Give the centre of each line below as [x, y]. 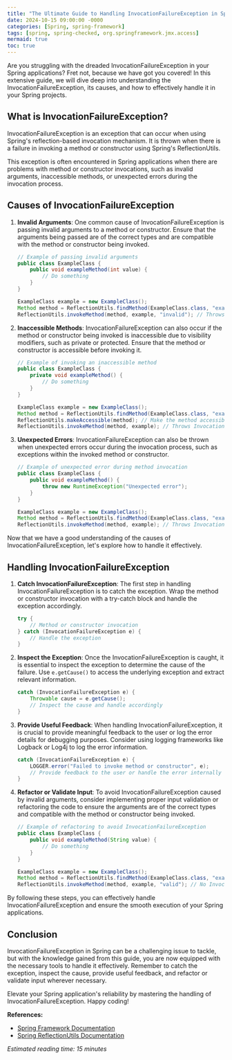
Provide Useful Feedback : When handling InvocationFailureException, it [120, 725]
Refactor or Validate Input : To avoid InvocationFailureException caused [119, 792]
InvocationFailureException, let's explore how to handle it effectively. [105, 545]
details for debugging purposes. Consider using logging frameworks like [120, 739]
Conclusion [32, 934]
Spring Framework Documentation [66, 1028]
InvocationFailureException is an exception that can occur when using [107, 133]
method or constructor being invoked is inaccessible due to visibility [114, 335]
